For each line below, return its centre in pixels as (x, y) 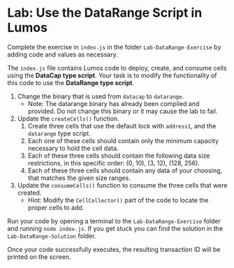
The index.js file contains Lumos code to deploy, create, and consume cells (117, 68)
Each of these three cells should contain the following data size (119, 156)
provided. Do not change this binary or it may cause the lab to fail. (123, 111)
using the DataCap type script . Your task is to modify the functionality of (112, 75)
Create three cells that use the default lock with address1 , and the (122, 126)
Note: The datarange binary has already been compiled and (114, 103)
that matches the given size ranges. (79, 178)
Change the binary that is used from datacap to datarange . (100, 96)
